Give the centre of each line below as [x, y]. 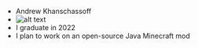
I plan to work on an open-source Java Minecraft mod [103, 36]
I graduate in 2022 [46, 27]
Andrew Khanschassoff [53, 11]
